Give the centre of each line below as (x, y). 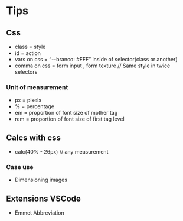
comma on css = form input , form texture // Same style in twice (92, 66)
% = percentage (35, 106)
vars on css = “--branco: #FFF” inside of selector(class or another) (96, 59)
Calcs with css (33, 137)
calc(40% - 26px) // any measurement (61, 152)
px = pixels (28, 100)
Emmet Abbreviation (39, 213)
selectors (26, 72)
